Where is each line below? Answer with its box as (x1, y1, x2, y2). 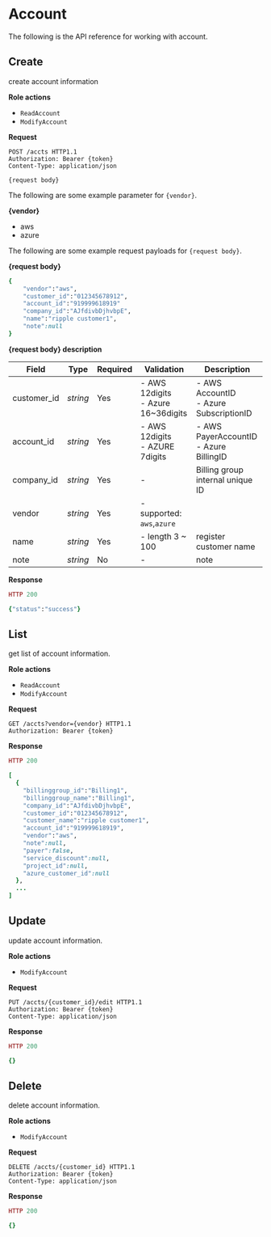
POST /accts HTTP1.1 (8, 147, 78, 156)
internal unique (196, 474, 253, 485)
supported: (140, 507, 182, 518)
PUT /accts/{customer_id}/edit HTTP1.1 (8, 998, 143, 1007)
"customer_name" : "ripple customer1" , (23, 817, 150, 825)
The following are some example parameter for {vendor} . (8, 190, 198, 200)
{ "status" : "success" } (8, 605, 81, 613)
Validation (144, 363, 185, 374)
